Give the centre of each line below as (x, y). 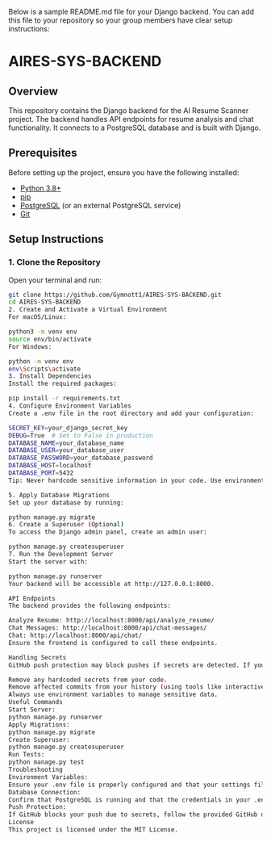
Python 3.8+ (41, 188)
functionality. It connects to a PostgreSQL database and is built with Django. (135, 128)
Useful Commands (35, 702)
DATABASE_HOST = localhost (50, 466)
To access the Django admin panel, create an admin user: (108, 532)
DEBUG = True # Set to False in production (81, 435)
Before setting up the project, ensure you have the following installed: (124, 172)
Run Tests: (27, 755)
